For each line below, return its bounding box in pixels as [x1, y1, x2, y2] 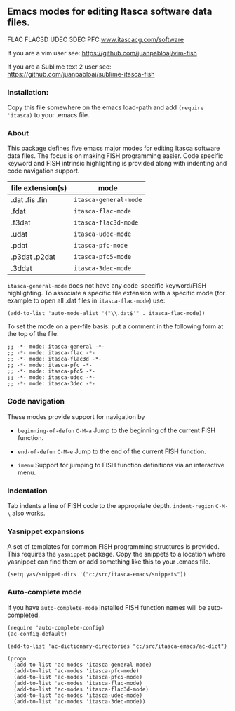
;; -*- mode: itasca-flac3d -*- [7, 356, 102, 363]
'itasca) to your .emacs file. [7, 111, 90, 119]
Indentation [7, 486, 48, 496]
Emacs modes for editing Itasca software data [7, 6, 213, 18]
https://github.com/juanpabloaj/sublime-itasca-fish [7, 69, 155, 78]
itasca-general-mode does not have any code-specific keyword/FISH [7, 281, 207, 290]
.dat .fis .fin [11, 195, 48, 205]
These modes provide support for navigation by [7, 412, 145, 420]
